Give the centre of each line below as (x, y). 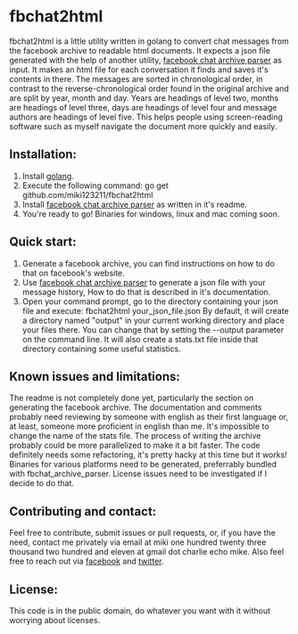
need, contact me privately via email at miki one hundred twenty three (138, 542)
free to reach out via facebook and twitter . (87, 561)
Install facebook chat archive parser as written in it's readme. (135, 204)
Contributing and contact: (83, 511)
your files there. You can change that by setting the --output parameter (153, 329)
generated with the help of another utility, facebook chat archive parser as (146, 60)
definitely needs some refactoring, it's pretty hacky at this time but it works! (148, 455)
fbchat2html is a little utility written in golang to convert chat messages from (149, 41)
